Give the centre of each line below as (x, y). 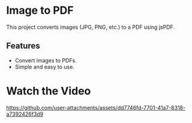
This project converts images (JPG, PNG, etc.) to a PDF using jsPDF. (91, 27)
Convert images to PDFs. (46, 60)
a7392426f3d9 (25, 114)
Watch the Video (49, 91)
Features (23, 46)
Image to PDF (40, 10)
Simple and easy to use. (45, 67)
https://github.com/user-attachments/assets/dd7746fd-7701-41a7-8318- (96, 107)
